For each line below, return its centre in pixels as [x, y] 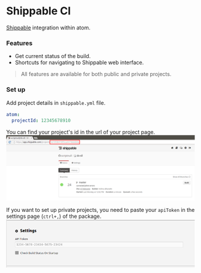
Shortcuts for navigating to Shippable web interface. [79, 63]
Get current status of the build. [53, 56]
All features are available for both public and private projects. [96, 74]
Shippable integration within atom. [48, 28]
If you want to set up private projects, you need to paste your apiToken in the [100, 210]
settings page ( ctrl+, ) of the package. [54, 216]
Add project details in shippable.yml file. [56, 102]
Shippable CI [39, 11]
